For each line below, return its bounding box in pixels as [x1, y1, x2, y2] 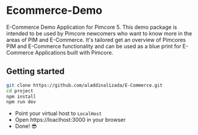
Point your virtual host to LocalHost [14, 110, 102, 117]
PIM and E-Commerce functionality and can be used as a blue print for [6, 43, 182, 50]
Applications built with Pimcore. [35, 49, 114, 56]
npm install [6, 94, 36, 100]
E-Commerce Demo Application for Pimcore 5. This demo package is [6, 23, 178, 31]
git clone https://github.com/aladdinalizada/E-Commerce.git [6, 82, 163, 88]
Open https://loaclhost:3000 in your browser [14, 116, 126, 124]
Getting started [6, 67, 65, 77]
